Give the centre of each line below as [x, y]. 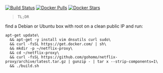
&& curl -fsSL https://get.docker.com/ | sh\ [58, 44]
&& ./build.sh [24, 66]
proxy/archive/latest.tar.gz [36, 61]
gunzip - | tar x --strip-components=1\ [115, 61]
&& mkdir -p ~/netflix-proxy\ [41, 48]
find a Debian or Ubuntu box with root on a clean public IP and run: [74, 26]
